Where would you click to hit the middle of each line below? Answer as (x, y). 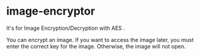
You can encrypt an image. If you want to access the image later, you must (100, 40)
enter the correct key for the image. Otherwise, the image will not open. (96, 46)
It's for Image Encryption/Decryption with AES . (66, 28)
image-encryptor (51, 11)
